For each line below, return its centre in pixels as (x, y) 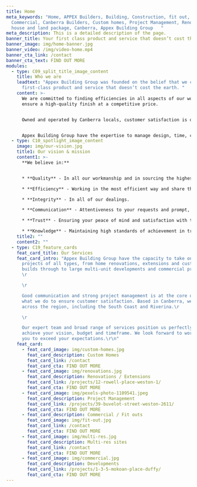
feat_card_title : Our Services (55, 253)
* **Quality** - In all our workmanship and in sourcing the (98, 178)
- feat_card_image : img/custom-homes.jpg (73, 349)
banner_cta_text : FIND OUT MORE (45, 60)
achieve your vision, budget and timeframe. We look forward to (102, 333)
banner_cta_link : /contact (39, 55)
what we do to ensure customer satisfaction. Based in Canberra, (103, 301)
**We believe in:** (45, 162)
